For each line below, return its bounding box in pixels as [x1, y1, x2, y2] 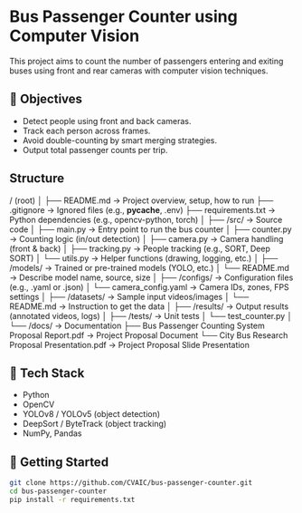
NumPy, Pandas [22, 428, 82, 439]
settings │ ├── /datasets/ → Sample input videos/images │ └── [9, 291, 250, 302]
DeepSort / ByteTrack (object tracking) [22, 419, 167, 430]
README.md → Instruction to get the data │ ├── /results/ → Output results [9, 301, 289, 312]
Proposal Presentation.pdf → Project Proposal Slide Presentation [9, 339, 250, 350]
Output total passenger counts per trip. [22, 144, 168, 155]
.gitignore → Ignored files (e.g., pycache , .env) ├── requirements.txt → [9, 204, 276, 215]
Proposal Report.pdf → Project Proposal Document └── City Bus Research [9, 329, 288, 341]
